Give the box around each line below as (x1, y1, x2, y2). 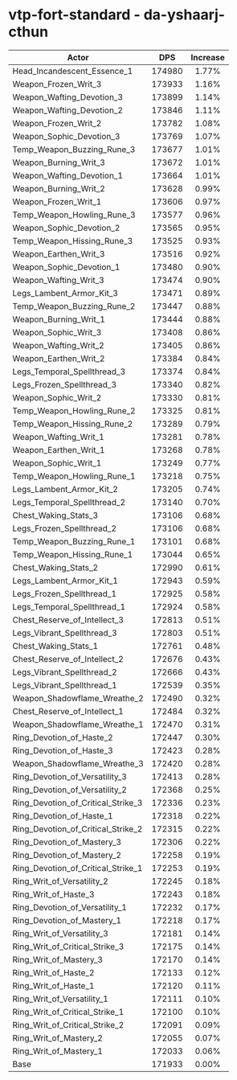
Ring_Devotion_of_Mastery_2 (12, 849, 122, 860)
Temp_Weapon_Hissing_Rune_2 (12, 418, 133, 429)
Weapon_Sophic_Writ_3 (12, 326, 102, 338)
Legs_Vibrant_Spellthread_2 (12, 666, 118, 677)
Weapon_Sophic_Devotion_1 (12, 261, 121, 273)
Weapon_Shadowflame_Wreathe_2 (12, 692, 145, 704)
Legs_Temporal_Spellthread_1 (12, 601, 126, 612)
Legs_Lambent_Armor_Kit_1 (12, 575, 119, 586)
